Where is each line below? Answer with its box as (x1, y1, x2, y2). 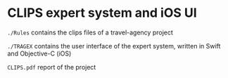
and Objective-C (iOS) (7, 49, 72, 58)
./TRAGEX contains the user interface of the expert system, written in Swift (7, 41, 221, 50)
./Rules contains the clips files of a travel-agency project (7, 28, 174, 37)
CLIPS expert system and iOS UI (7, 5, 197, 21)
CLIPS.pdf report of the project (7, 63, 96, 71)
